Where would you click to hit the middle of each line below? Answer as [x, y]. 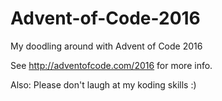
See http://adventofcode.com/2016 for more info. [111, 65]
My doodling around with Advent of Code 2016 [106, 46]
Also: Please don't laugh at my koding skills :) [103, 84]
